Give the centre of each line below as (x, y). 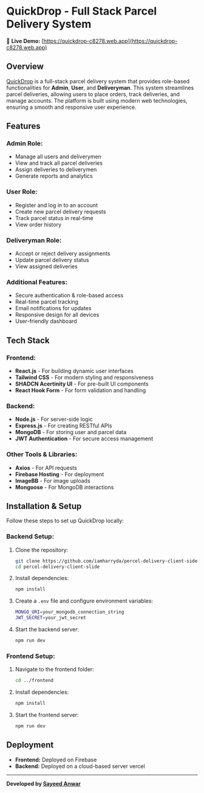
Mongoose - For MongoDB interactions (64, 487)
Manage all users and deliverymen (58, 157)
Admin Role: (25, 144)
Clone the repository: (42, 550)
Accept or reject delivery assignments (63, 254)
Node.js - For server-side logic (54, 419)
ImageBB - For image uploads (53, 480)
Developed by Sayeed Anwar (43, 783)
